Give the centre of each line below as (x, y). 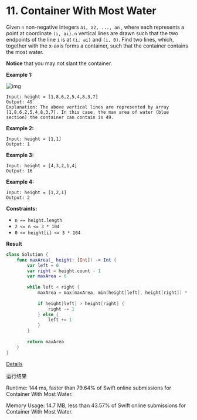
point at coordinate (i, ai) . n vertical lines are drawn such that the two (92, 33)
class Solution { (27, 254)
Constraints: (22, 208)
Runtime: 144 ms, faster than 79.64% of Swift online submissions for (89, 388)
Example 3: (20, 155)
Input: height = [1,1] (34, 139)
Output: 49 (19, 102)
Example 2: (20, 128)
